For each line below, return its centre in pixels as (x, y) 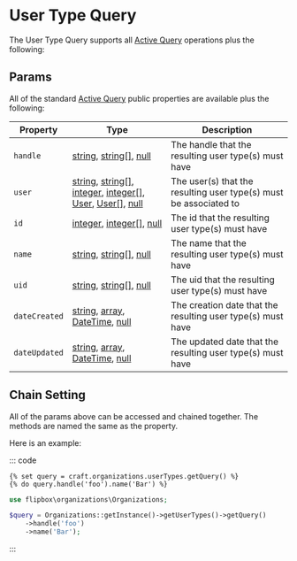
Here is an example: (46, 442)
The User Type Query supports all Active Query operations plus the (132, 40)
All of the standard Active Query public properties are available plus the (139, 98)
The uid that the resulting (223, 280)
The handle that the (211, 144)
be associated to (206, 203)
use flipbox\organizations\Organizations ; (88, 500)
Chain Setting (47, 395)
